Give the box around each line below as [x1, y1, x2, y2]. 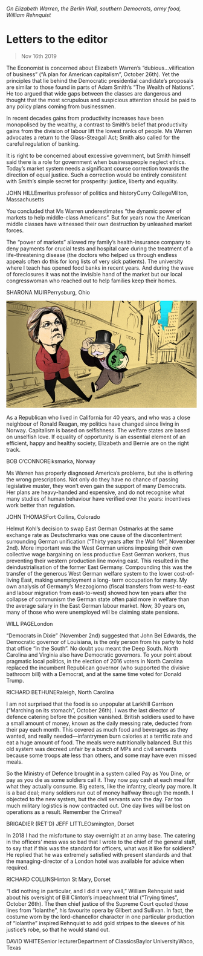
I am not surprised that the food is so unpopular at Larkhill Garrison [6, 700, 173, 707]
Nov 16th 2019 [21, 52, 57, 60]
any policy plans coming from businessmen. [6, 103, 116, 110]
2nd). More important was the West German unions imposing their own [6, 544, 183, 551]
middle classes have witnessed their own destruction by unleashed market [6, 220, 192, 227]
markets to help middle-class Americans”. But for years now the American [6, 213, 190, 221]
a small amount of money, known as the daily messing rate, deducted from [6, 720, 192, 727]
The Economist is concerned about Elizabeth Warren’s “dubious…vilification [6, 64, 195, 71]
